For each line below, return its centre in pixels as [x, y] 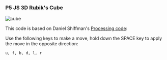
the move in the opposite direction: [42, 44]
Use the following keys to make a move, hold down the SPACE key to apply [84, 38]
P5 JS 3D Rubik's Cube [34, 8]
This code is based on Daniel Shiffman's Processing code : [66, 28]
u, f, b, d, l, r [24, 53]
